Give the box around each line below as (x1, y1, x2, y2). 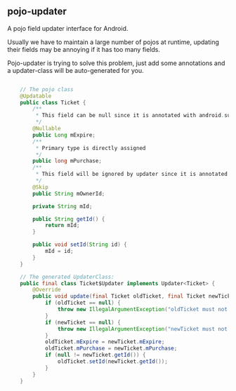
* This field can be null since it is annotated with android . (35, 112, 225, 119)
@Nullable (32, 125, 61, 132)
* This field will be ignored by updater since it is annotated (35, 171, 228, 178)
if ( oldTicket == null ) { (44, 299, 121, 307)
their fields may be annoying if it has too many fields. (7, 45, 160, 53)
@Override (32, 287, 61, 294)
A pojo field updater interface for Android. (7, 24, 129, 32)
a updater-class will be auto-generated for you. (7, 66, 144, 74)
